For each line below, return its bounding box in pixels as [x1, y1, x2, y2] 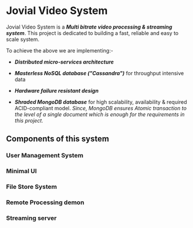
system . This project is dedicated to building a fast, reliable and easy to [6, 29, 179, 36]
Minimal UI [6, 167, 37, 176]
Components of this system [6, 134, 109, 144]
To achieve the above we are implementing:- [6, 47, 113, 54]
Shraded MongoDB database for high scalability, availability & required [14, 98, 187, 106]
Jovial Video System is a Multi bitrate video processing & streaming [6, 23, 173, 30]
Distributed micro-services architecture [14, 58, 114, 65]
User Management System [6, 152, 84, 160]
